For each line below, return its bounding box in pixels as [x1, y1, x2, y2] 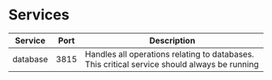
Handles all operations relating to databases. [84, 48, 255, 60]
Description [149, 35, 196, 46]
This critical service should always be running [84, 58, 259, 69]
